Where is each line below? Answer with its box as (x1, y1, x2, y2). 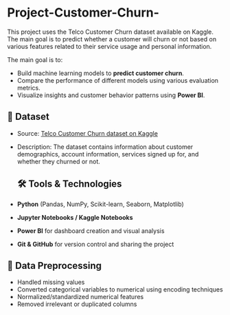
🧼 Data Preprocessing (7, 260, 102, 272)
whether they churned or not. (16, 157, 101, 165)
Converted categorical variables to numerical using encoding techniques (16, 285, 223, 294)
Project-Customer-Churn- (7, 5, 160, 21)
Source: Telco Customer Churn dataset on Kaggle (16, 129, 158, 137)
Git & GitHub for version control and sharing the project (16, 240, 174, 248)
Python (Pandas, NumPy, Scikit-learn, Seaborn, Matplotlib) (16, 200, 184, 208)
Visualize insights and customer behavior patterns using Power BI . (16, 91, 205, 99)
